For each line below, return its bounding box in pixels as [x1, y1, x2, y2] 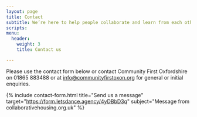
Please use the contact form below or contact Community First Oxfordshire [6, 68, 188, 75]
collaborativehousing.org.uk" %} [6, 104, 85, 111]
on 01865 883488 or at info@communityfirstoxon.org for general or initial [6, 74, 184, 81]
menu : [6, 30, 19, 36]
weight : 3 [16, 42, 41, 47]
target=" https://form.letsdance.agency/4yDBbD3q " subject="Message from [6, 98, 189, 105]
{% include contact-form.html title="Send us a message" [6, 91, 144, 98]
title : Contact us [16, 47, 62, 53]
